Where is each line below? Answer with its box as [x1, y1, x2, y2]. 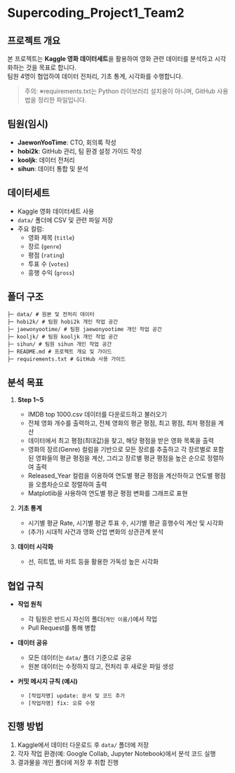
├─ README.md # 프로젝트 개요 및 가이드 [7, 349, 112, 356]
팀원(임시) [7, 118, 49, 130]
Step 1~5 [17, 396, 44, 404]
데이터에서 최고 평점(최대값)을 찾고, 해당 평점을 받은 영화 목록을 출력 [27, 436, 214, 445]
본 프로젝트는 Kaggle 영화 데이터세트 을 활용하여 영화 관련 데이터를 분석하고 [7, 55, 213, 62]
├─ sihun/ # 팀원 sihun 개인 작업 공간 [7, 341, 112, 348]
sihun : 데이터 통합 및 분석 [17, 164, 89, 173]
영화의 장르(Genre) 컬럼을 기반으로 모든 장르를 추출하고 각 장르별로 [27, 445, 212, 454]
